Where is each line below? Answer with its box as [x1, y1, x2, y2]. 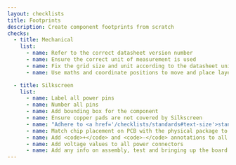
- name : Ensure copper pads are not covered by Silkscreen [25, 114, 202, 121]
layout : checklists [7, 10, 65, 18]
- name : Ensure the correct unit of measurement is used [25, 56, 197, 63]
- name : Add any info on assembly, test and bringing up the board [25, 147, 228, 154]
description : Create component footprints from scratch [7, 23, 174, 30]
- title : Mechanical [13, 37, 74, 44]
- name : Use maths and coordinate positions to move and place [25, 69, 216, 76]
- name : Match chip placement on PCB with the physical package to [25, 127, 228, 134]
